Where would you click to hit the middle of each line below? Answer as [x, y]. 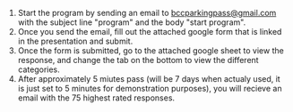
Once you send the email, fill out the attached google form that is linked [150, 32]
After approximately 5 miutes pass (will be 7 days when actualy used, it [149, 79]
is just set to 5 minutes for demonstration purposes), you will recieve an [150, 88]
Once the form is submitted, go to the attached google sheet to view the [151, 51]
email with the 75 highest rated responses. [96, 98]
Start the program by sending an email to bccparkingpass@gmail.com [147, 13]
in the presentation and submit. [75, 41]
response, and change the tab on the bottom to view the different [138, 60]
